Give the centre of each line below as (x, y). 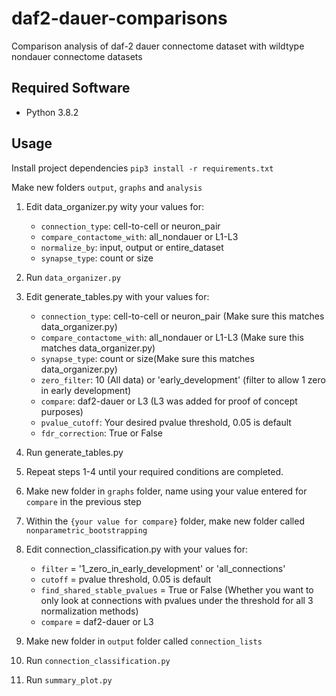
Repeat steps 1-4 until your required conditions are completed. (154, 471)
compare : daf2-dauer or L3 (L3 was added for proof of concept (169, 401)
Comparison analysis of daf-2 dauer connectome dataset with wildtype (158, 46)
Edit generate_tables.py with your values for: (117, 296)
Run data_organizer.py (73, 277)
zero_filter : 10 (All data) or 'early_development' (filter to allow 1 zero (183, 379)
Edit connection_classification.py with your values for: (136, 549)
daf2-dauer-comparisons (119, 18)
